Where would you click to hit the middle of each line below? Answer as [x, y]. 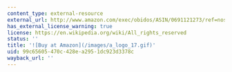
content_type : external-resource [55, 13]
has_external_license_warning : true [60, 26]
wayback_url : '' [30, 58]
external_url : [28, 20]
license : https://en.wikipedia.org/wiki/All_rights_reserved [97, 33]
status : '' [23, 39]
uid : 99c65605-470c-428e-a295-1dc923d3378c [71, 52]
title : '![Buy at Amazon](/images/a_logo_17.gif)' [81, 45]
